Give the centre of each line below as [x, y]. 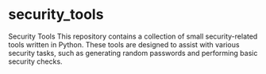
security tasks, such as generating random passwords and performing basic [133, 53]
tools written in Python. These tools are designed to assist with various [124, 44]
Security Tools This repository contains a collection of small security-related [133, 36]
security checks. [35, 61]
